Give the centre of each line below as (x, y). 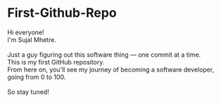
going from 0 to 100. (37, 77)
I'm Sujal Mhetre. (32, 39)
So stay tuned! (28, 92)
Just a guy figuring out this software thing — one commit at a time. (104, 55)
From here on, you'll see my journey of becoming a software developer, (111, 69)
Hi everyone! (26, 32)
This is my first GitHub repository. (56, 62)
